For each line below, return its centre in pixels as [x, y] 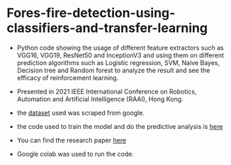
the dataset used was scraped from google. [80, 113]
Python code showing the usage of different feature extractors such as [120, 47]
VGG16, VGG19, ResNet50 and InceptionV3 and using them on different [120, 55]
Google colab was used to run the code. [75, 154]
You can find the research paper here [72, 140]
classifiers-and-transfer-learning [107, 28]
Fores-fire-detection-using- [91, 13]
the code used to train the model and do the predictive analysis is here [120, 126]
